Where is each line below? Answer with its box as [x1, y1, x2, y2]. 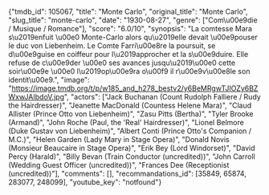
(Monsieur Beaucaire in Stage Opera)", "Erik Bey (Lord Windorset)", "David [8, 144, 255, 152]
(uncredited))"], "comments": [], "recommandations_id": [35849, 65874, [8, 169, 247, 178]
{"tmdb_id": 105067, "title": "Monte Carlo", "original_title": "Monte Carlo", [8, 7, 248, 16]
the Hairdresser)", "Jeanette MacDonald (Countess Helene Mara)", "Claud [8, 100, 252, 110]
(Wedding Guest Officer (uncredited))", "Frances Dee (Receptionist [8, 160, 230, 169]
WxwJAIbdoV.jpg [8, 92, 64, 101]
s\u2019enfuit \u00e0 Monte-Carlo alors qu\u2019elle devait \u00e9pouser [8, 32, 259, 42]
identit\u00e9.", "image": [8, 75, 90, 84]
